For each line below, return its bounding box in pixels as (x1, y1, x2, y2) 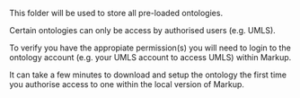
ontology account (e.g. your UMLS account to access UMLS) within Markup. (9, 52, 292, 62)
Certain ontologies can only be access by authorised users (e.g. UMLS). (9, 25, 276, 35)
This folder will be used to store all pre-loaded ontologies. (9, 8, 223, 18)
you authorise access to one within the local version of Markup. (9, 79, 245, 89)
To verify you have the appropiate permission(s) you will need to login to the (9, 42, 292, 53)
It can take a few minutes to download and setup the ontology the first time (9, 69, 287, 80)
